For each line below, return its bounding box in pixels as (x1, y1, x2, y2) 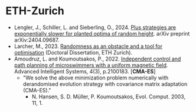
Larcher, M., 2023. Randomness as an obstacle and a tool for (14, 43, 163, 50)
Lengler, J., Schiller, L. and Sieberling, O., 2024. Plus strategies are (14, 24, 177, 31)
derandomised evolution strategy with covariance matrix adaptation (22, 80, 188, 87)
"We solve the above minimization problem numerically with (22, 74, 169, 81)
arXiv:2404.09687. (14, 36, 60, 43)
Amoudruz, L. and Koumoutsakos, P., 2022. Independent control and (14, 55, 181, 62)
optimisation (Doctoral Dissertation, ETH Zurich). (14, 49, 133, 56)
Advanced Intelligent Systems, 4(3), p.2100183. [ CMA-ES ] (14, 68, 156, 75)
